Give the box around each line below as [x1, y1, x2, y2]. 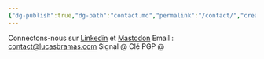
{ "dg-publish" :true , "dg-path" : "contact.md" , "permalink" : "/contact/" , [8, 11, 241, 20]
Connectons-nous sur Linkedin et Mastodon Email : [8, 33, 174, 42]
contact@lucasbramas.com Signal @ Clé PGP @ [8, 41, 165, 51]
